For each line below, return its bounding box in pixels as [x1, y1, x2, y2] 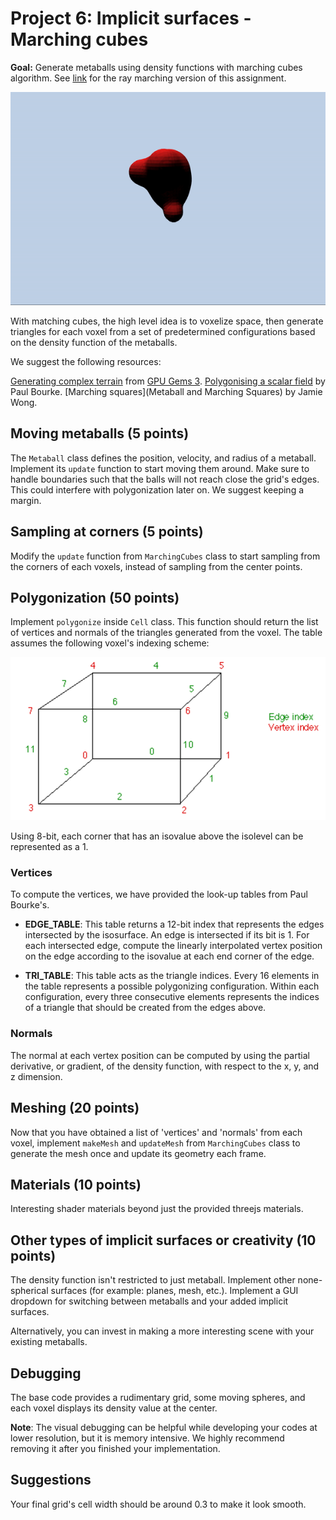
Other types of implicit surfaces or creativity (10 [10, 1232, 317, 1249]
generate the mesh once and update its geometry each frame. [10, 1147, 267, 1159]
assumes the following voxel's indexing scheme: [10, 637, 210, 649]
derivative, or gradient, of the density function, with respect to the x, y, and [10, 1060, 320, 1072]
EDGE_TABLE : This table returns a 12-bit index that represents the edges [24, 918, 325, 931]
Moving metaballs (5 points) [10, 425, 190, 442]
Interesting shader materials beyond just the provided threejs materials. [10, 1203, 304, 1215]
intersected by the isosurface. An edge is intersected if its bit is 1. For [24, 929, 310, 941]
